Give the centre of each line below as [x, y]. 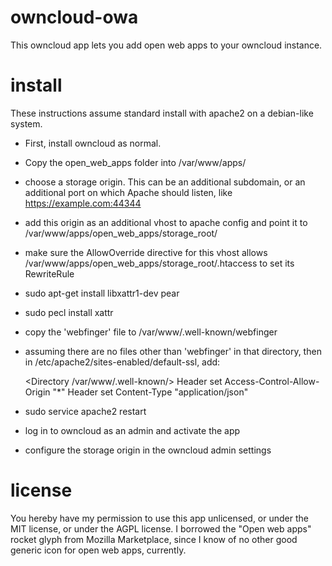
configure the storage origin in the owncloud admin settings [148, 450]
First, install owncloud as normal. [93, 143]
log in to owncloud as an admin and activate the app [132, 430]
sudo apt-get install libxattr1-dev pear [102, 293]
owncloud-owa [74, 17]
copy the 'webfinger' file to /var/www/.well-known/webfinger [151, 332]
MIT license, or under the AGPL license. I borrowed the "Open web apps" [161, 528]
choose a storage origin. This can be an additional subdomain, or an [165, 182]
